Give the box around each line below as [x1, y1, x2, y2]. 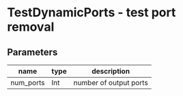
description [91, 67, 130, 76]
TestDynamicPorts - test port [7, 5, 176, 20]
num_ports [10, 78, 45, 87]
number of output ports [73, 78, 148, 87]
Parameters [7, 46, 58, 58]
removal [7, 19, 55, 35]
